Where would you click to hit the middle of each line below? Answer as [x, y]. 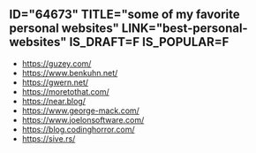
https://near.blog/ [54, 101]
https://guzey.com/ [56, 63]
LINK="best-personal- [185, 29]
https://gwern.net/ [55, 82]
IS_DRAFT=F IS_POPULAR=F [149, 42]
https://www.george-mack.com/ [80, 111]
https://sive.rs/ [49, 138]
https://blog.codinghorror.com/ [78, 129]
